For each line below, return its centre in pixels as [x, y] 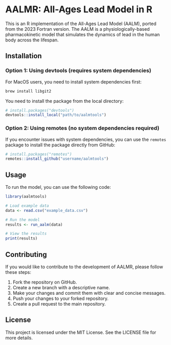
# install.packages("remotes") [39, 154]
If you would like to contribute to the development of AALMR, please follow [84, 267]
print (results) [22, 239]
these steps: [18, 272]
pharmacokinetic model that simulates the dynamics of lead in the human [83, 34]
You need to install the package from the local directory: [65, 101]
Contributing [26, 254]
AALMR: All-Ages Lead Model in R [79, 9]
